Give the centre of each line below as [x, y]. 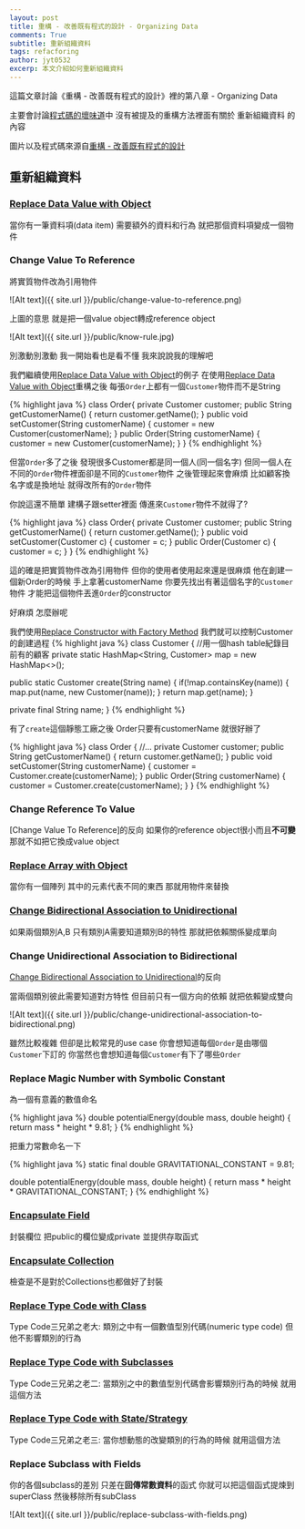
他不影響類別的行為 [46, 1338]
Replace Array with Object [69, 866]
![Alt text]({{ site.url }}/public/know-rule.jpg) [92, 336]
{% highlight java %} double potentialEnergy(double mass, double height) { [150, 1118]
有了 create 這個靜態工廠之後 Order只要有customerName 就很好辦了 [135, 728]
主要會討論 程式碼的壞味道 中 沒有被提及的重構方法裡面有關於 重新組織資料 [147, 115]
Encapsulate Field [50, 1216]
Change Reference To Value [72, 809]
